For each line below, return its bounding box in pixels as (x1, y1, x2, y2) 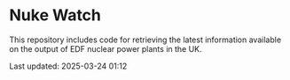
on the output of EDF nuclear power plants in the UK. (9, 43, 202, 54)
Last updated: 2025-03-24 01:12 (9, 61, 128, 71)
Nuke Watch (9, 5, 102, 25)
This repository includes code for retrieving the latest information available (9, 34, 282, 45)
